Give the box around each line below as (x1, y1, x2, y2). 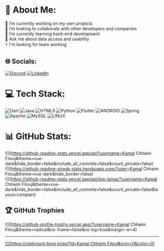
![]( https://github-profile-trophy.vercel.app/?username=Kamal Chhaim (5, 221, 146, 228)
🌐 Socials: (5, 57, 37, 66)
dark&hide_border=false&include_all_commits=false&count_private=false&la (5, 186, 158, 192)
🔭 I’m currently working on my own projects (5, 20, 93, 26)
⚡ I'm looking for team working (5, 41, 67, 47)
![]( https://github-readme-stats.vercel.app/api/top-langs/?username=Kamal (5, 176, 158, 182)
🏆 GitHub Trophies (5, 206, 65, 215)
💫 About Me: (5, 4, 57, 16)
